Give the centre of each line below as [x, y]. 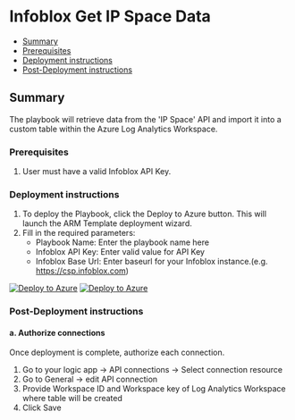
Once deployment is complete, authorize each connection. [117, 353]
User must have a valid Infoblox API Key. [97, 172]
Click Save [42, 407]
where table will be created [72, 399]
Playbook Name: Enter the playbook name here [122, 242]
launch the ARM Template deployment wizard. [107, 223]
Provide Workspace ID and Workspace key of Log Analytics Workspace [154, 389]
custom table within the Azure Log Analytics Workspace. [114, 129]
